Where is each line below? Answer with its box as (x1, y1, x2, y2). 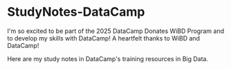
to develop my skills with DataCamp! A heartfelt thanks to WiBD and (7, 34, 201, 42)
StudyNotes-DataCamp (7, 4, 145, 20)
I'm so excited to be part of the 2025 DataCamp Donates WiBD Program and (7, 27, 225, 35)
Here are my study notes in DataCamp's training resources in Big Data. (7, 54, 209, 62)
